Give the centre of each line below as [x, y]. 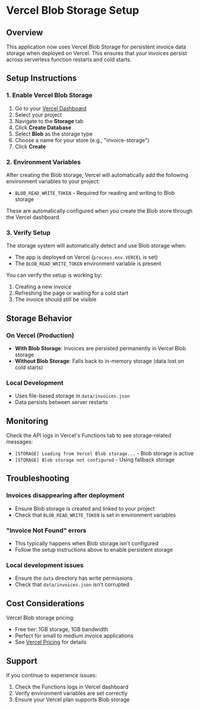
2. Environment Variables [44, 162]
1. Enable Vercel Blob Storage [49, 95]
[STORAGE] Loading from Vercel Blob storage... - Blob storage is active [104, 453]
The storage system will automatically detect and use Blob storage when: [96, 246]
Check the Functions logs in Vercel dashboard [71, 687]
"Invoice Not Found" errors [46, 530]
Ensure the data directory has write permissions [74, 578]
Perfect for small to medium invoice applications [74, 636]
